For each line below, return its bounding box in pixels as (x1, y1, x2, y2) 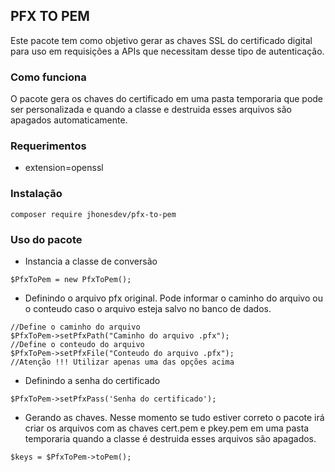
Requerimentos (10, 139, 87, 153)
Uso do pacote (10, 232, 83, 246)
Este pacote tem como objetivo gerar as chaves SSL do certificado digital (10, 34, 313, 46)
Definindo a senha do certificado (24, 375, 161, 386)
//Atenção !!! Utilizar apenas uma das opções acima (10, 357, 235, 367)
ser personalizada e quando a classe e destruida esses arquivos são (10, 104, 292, 116)
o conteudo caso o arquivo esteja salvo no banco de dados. (24, 303, 272, 314)
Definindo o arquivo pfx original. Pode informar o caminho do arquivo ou (24, 292, 323, 304)
